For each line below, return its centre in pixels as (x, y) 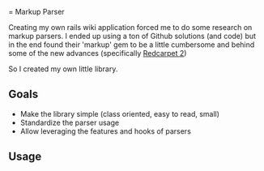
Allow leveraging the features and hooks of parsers (106, 131)
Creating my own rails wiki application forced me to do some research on (130, 27)
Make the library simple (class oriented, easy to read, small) (120, 113)
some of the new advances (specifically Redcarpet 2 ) (98, 53)
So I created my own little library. (63, 69)
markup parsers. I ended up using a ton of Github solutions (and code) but (132, 36)
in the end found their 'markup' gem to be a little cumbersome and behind (132, 45)
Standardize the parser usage (70, 122)
